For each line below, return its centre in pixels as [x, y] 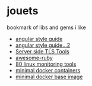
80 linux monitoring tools [46, 64]
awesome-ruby [34, 58]
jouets [23, 11]
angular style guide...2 [43, 45]
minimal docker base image [49, 77]
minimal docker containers [48, 70]
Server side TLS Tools [42, 51]
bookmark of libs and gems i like [47, 27]
